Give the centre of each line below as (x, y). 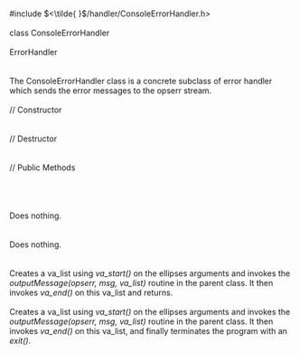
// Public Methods (42, 167)
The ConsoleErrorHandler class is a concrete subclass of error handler (141, 81)
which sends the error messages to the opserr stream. (111, 91)
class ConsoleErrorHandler (60, 33)
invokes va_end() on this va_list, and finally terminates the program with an (148, 331)
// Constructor (36, 110)
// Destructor (33, 139)
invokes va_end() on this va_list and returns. (91, 292)
